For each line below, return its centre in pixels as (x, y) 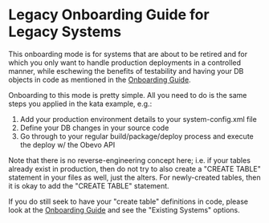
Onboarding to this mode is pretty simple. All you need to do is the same (128, 95)
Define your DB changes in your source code (94, 128)
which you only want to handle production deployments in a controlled (125, 63)
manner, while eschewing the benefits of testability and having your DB (126, 71)
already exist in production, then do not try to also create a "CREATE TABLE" (134, 168)
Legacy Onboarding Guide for (109, 15)
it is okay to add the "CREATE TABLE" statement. (89, 185)
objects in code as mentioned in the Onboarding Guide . (100, 79)
